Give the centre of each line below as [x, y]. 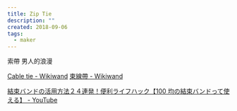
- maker [25, 40]
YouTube [44, 100]
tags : [15, 34]
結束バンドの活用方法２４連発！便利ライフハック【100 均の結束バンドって [115, 91]
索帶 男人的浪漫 [30, 62]
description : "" [31, 21]
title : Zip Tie [30, 14]
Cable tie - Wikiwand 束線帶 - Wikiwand [65, 76]
